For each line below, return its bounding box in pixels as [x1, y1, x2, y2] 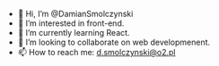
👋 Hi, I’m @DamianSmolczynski [17, 9, 134, 19]
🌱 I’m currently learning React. [17, 28, 130, 37]
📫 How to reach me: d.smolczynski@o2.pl [17, 47, 176, 57]
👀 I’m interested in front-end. [17, 18, 125, 29]
